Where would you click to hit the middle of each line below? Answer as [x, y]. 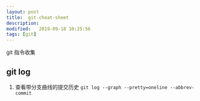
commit [23, 93]
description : [23, 23]
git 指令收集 [21, 53]
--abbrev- [182, 87]
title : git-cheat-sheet [38, 18]
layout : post [23, 12]
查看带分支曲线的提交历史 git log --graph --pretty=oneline [91, 87]
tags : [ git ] [21, 34]
